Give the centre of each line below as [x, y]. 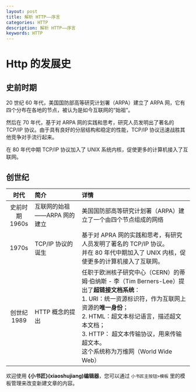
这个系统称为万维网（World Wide [127, 351]
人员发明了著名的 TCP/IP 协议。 [125, 244]
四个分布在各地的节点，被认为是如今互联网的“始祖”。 [70, 110]
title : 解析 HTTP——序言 [33, 17]
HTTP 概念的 [52, 312]
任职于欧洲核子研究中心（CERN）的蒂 [133, 272]
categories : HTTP [27, 22]
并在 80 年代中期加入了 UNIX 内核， [131, 253]
